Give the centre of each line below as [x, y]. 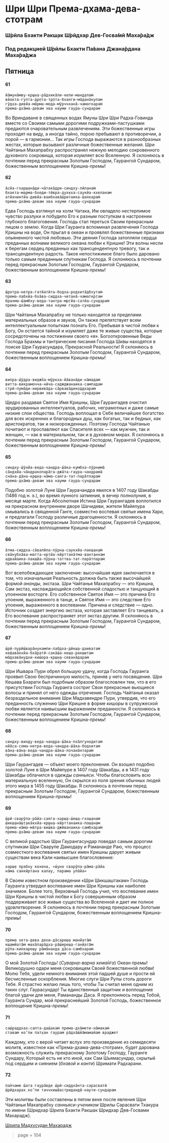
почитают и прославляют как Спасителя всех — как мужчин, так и [77, 429]
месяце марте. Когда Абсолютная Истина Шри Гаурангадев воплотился [83, 501]
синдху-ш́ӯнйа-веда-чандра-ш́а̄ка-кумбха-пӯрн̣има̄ [55, 467]
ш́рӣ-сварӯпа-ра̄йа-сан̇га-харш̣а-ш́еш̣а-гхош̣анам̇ [53, 819]
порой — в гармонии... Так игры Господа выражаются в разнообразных [83, 139]
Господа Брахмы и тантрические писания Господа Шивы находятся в [80, 342]
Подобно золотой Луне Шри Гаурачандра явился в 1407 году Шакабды [82, 490]
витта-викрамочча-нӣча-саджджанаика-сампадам [54, 384]
